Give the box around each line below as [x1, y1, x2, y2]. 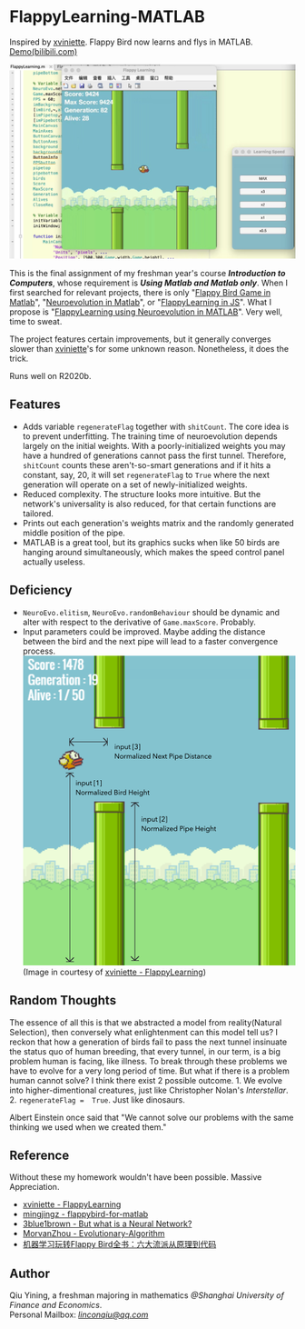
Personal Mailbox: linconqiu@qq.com [9, 1309, 149, 1320]
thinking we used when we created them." [9, 1121, 167, 1133]
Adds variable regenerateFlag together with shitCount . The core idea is [22, 421, 290, 432]
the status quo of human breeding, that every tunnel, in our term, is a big [9, 1045, 281, 1056]
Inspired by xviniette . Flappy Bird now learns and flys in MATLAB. [9, 36, 253, 47]
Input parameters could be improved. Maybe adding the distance [22, 625, 266, 637]
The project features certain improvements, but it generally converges [9, 334, 271, 345]
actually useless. [22, 556, 86, 567]
